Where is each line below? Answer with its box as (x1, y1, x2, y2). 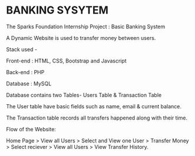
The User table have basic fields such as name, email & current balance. (6, 102, 181, 109)
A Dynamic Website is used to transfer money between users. (6, 34, 156, 41)
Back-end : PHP (6, 68, 45, 75)
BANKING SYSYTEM (6, 4, 109, 17)
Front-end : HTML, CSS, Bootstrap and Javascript (6, 57, 127, 64)
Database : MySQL (6, 80, 52, 87)
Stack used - (6, 45, 37, 53)
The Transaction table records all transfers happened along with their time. (6, 114, 187, 121)
